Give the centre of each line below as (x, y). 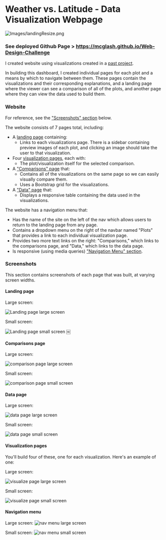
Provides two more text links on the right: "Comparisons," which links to (85, 240)
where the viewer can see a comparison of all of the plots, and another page (83, 89)
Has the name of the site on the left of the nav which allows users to (82, 219)
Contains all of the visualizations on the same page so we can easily (89, 174)
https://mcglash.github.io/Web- (115, 46)
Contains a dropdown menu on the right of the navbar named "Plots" (83, 230)
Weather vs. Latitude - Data (63, 9)
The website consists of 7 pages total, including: (55, 127)
